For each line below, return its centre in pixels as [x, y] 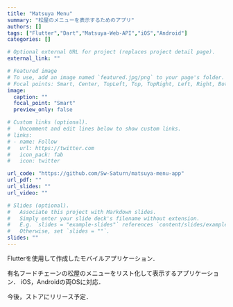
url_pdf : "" [24, 180]
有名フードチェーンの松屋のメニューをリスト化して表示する [92, 273]
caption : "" [31, 97]
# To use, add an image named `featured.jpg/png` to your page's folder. [116, 77]
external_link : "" [34, 59]
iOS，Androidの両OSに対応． [62, 281]
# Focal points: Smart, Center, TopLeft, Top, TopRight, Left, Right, [111, 84]
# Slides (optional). [38, 206]
